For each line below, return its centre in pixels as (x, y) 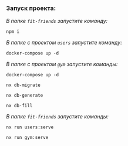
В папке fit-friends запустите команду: (57, 21)
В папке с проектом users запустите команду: (64, 43)
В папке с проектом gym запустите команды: (62, 64)
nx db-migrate (23, 85)
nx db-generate (25, 96)
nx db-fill (19, 106)
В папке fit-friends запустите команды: (57, 117)
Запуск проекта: (31, 8)
